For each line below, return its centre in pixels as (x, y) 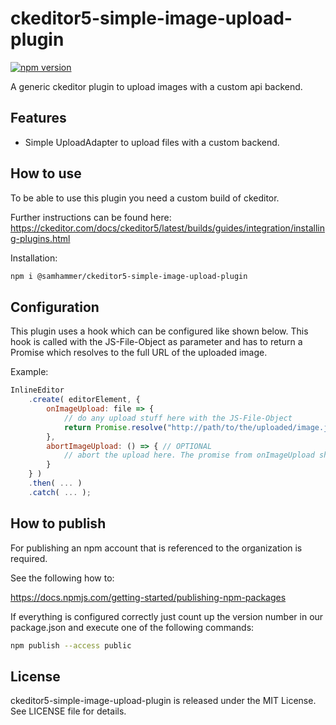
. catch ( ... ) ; (60, 492)
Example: (29, 372)
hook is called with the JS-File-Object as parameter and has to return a (156, 342)
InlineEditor (37, 390)
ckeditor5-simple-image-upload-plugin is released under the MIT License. (163, 701)
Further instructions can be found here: (91, 217)
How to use (46, 173)
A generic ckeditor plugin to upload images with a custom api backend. (156, 86)
